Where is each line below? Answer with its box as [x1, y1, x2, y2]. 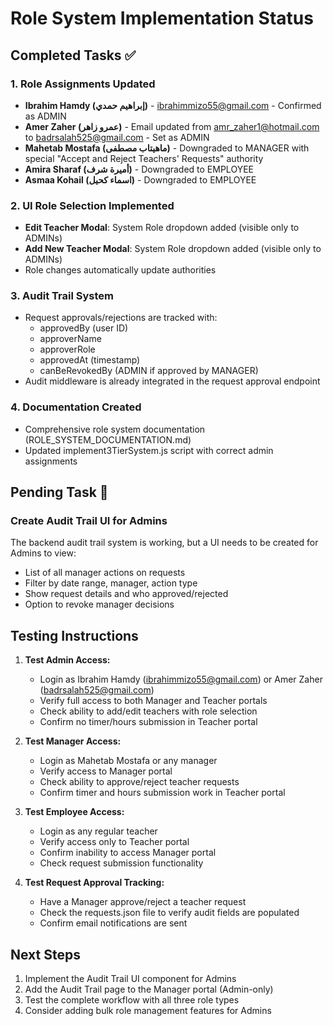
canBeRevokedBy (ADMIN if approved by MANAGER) [39, 365, 259, 377]
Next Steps [10, 946, 81, 963]
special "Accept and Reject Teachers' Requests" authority [24, 152, 264, 164]
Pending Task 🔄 [10, 484, 109, 501]
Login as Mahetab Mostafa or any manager [39, 755, 218, 767]
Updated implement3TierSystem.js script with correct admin [24, 444, 274, 456]
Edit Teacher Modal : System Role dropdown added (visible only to [24, 222, 300, 234]
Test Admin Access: [24, 654, 111, 666]
